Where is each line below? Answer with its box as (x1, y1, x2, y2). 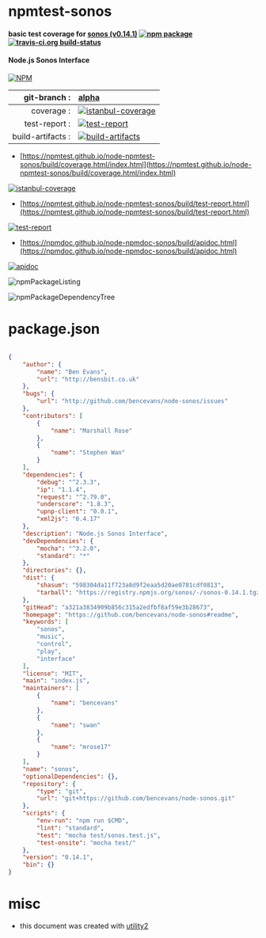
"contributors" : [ (22, 412, 83, 420)
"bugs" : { (22, 390, 55, 398)
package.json (8, 320, 101, 338)
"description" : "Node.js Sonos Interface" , (22, 530, 169, 537)
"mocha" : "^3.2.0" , (36, 545, 101, 553)
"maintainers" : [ (22, 684, 80, 693)
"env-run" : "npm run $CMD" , (36, 817, 129, 825)
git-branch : (23, 92, 71, 103)
